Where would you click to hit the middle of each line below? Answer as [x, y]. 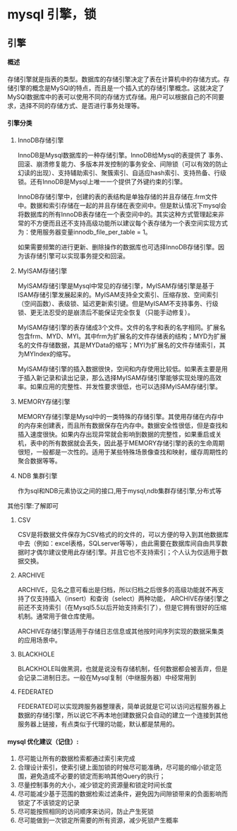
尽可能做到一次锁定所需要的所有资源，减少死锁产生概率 [98, 820]
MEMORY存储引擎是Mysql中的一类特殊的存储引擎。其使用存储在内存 [117, 416]
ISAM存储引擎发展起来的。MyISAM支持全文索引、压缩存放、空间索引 [118, 295]
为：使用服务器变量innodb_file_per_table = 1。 [84, 232]
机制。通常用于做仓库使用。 [58, 616]
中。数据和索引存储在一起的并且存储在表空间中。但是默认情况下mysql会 [122, 205]
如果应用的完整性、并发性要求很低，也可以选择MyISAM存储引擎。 [126, 387]
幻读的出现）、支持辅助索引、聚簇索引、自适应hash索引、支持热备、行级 [122, 172]
